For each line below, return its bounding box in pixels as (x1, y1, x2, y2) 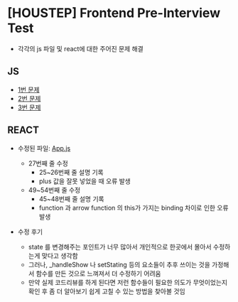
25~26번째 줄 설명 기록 (38, 168, 104, 176)
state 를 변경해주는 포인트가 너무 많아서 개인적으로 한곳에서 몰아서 (28, 242, 212, 251)
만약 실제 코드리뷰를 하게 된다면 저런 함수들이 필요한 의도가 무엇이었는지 (28, 278, 228, 286)
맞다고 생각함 (41, 251, 78, 260)
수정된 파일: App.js (17, 144, 71, 152)
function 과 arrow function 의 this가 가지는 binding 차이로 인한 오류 (38, 203, 229, 212)
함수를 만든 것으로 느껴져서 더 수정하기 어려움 (36, 269, 161, 278)
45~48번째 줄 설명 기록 (38, 194, 104, 203)
